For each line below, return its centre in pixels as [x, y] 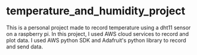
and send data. [25, 47]
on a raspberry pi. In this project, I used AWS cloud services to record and [98, 33]
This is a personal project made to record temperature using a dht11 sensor [99, 27]
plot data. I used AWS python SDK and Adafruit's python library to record [96, 40]
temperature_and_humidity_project [96, 11]
